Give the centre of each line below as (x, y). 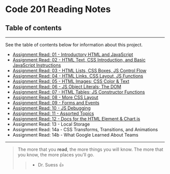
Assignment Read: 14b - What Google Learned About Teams (75, 135)
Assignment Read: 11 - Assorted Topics (53, 113)
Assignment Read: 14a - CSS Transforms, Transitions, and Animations (85, 129)
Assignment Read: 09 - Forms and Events (56, 103)
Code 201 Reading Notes (58, 9)
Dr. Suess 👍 (51, 165)
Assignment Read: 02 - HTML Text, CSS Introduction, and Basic (79, 60)
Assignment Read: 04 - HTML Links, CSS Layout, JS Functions (78, 76)
